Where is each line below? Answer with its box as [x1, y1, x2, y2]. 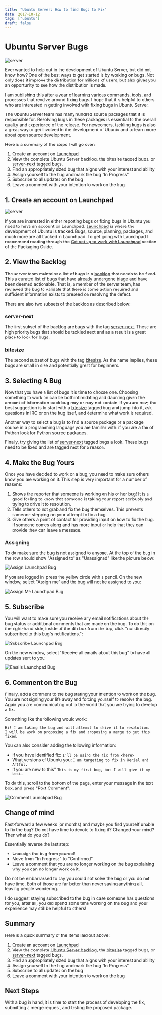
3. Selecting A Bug [5, 376, 62, 385]
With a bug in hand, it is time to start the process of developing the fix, [5, 999, 145, 1005]
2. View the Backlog [5, 258, 66, 266]
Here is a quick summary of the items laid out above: [5, 932, 110, 938]
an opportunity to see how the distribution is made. [5, 82, 107, 88]
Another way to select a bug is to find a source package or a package [5, 419, 144, 425]
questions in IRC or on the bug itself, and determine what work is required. [5, 410, 153, 416]
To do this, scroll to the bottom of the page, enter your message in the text [5, 780, 153, 786]
